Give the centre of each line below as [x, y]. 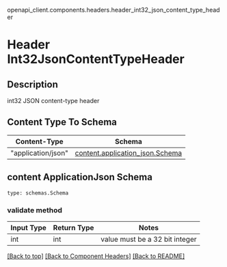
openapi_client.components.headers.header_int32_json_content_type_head [113, 10]
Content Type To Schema [62, 122]
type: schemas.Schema [38, 193]
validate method [35, 210]
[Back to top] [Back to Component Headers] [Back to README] [96, 256]
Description [32, 84]
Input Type [28, 227]
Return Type [74, 227]
